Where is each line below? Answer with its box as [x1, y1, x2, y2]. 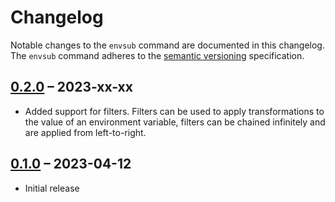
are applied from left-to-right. [24, 126, 147, 138]
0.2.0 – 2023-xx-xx [10, 79, 133, 96]
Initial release [24, 182, 80, 194]
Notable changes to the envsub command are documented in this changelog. [10, 39, 325, 51]
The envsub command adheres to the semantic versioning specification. [10, 49, 305, 61]
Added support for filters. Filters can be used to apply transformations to [24, 105, 325, 117]
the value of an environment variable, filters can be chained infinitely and [24, 116, 326, 128]
